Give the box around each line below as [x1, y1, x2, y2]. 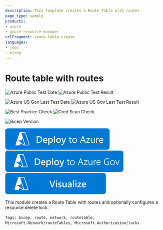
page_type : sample [5, 13, 43, 19]
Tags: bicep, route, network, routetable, [5, 215, 95, 220]
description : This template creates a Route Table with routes [5, 8, 140, 13]
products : [5, 19, 26, 24]
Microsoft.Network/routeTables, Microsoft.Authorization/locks [5, 220, 140, 225]
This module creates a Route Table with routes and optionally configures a [5, 199, 158, 205]
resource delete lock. [5, 204, 49, 210]
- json [5, 45, 19, 50]
